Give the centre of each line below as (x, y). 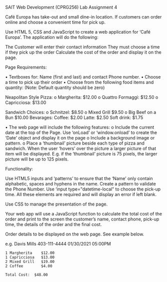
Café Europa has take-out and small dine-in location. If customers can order (83, 17)
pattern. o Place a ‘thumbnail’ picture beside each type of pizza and (75, 143)
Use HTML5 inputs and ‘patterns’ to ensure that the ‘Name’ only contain (79, 178)
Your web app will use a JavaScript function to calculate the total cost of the (84, 214)
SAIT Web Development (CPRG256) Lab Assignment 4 (61, 7)
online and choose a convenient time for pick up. (55, 22)
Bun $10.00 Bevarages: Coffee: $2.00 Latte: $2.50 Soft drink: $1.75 (74, 117)
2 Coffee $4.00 (29, 266)
